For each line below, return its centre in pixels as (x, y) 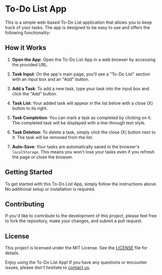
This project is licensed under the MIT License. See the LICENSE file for (76, 248)
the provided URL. (30, 64)
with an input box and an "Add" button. (51, 79)
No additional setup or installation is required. (50, 189)
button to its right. (30, 108)
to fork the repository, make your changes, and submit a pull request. (74, 221)
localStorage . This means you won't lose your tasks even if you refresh (83, 152)
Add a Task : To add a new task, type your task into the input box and (81, 89)
